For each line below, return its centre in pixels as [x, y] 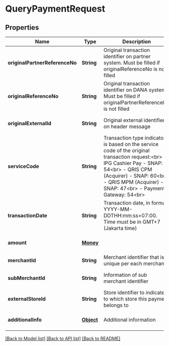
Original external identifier [134, 120]
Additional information [130, 320]
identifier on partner [127, 56]
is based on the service [131, 144]
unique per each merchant [135, 263]
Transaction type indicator [135, 138]
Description [137, 42]
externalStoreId [27, 299]
